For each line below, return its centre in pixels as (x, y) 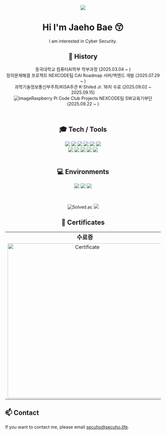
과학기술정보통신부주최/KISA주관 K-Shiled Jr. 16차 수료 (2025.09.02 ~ (83, 87)
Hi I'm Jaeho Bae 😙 (83, 27)
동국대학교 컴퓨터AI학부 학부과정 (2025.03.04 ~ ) (83, 69)
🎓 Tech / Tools (83, 130)
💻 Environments (83, 172)
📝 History (83, 57)
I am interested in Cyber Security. (83, 41)
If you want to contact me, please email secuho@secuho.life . (67, 427)
